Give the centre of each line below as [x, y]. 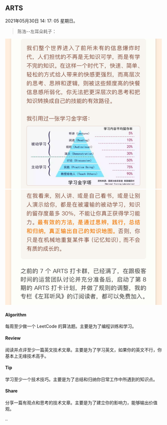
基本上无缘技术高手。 [27, 356]
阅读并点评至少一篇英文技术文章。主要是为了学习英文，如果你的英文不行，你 [83, 349]
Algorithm [16, 315]
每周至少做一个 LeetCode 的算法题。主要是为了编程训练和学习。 [71, 326]
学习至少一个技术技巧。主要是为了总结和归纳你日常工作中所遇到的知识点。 [81, 379]
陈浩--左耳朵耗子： [37, 31]
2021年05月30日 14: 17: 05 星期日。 [42, 21]
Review [13, 338]
